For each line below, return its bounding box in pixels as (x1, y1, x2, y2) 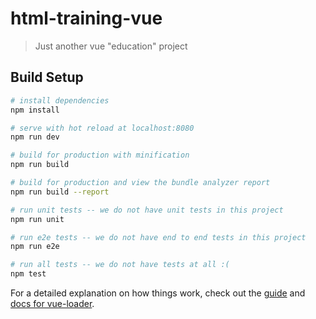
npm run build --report (10, 187, 110, 197)
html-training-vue (10, 7, 163, 30)
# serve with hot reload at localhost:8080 (10, 123, 195, 133)
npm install (10, 105, 60, 115)
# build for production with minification (10, 150, 190, 161)
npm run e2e (10, 242, 60, 252)
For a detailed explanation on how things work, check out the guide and (10, 287, 306, 299)
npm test (10, 269, 47, 279)
